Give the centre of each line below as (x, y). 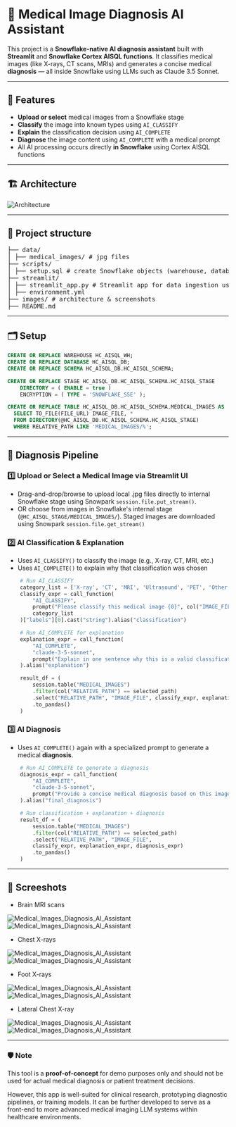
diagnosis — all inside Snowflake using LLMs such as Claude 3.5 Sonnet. (113, 71)
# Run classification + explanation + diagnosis (92, 814)
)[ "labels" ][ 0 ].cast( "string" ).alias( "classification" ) (104, 620)
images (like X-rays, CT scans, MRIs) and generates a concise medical (110, 63)
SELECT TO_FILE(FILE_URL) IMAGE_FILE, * (73, 414)
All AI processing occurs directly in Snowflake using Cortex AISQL (114, 147)
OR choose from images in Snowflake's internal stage (95, 509)
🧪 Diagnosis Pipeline (53, 455)
